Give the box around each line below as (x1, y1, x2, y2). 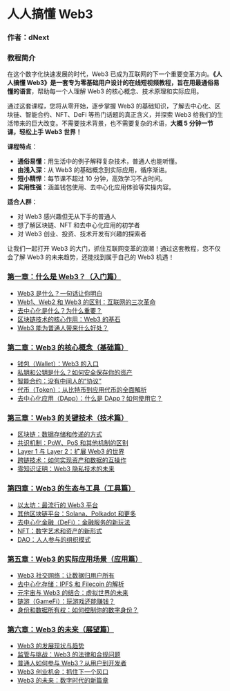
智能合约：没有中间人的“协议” (17, 377, 102, 385)
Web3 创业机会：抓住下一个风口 (17, 668, 109, 676)
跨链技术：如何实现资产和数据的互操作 (17, 456, 126, 464)
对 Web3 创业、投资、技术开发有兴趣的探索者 (17, 229, 147, 238)
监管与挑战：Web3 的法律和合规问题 (17, 650, 121, 659)
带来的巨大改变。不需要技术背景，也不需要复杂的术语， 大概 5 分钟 (12, 119, 202, 128)
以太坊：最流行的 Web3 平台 (17, 500, 99, 509)
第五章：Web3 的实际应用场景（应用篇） (7, 554, 143, 564)
